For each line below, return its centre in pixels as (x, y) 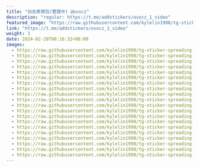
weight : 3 (18, 34)
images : (16, 45)
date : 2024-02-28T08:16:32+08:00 (47, 39)
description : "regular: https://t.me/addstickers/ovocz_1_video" (88, 17)
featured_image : (26, 23)
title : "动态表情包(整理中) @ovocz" (48, 12)
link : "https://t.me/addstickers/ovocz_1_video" (67, 28)
